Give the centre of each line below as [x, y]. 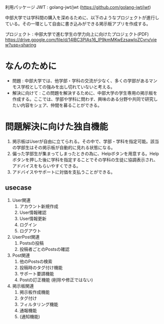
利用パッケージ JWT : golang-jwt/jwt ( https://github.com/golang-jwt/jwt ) [78, 7]
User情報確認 [33, 212]
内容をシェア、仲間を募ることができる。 [61, 105]
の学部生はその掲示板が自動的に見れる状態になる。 [64, 147]
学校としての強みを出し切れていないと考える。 [68, 87]
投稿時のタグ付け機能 [41, 267]
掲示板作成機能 [35, 292]
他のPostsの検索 [36, 261]
